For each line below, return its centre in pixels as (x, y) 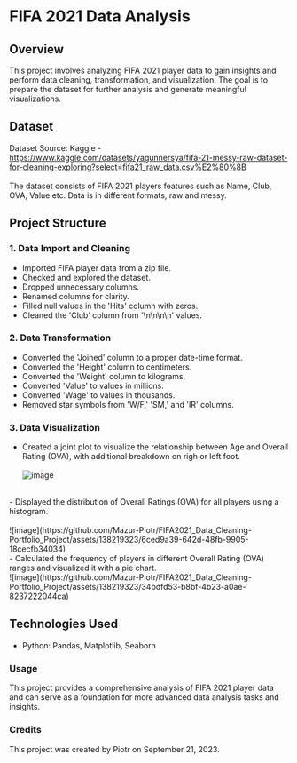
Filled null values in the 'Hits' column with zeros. (110, 306)
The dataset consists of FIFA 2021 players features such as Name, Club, (141, 186)
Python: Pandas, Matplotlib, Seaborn (89, 645)
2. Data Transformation (60, 338)
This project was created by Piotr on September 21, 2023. (114, 749)
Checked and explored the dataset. (86, 277)
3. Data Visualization (55, 427)
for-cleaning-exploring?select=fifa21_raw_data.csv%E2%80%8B (128, 167)
